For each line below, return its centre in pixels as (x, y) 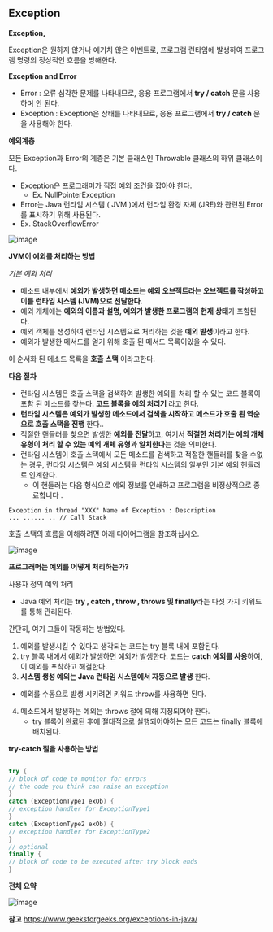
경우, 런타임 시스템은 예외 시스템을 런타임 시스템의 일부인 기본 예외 (134, 464)
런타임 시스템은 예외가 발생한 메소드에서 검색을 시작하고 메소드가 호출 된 (132, 413)
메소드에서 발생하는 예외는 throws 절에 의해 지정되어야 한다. (115, 711)
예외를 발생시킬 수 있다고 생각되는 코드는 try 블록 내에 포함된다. (120, 646)
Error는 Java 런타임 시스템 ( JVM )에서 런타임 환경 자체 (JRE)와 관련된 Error (142, 204)
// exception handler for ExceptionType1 (80, 809)
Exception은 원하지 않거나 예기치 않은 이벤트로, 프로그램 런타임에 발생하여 (126, 50)
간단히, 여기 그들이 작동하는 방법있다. (67, 629)
